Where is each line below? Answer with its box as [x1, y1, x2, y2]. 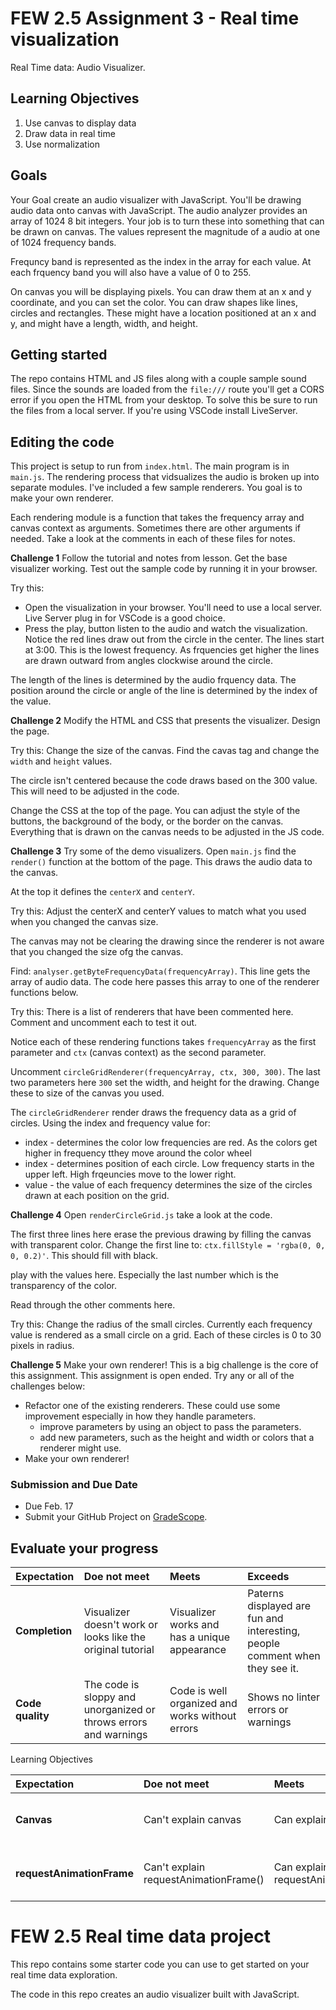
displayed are [247, 1599, 312, 1613]
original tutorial [83, 1643, 155, 1657]
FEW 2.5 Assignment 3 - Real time [10, 7, 300, 30]
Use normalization [24, 138, 100, 150]
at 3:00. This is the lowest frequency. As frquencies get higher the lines [24, 644, 320, 656]
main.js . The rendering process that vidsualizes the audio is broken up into [10, 471, 320, 483]
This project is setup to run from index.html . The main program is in [10, 460, 290, 472]
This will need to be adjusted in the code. [10, 785, 180, 797]
